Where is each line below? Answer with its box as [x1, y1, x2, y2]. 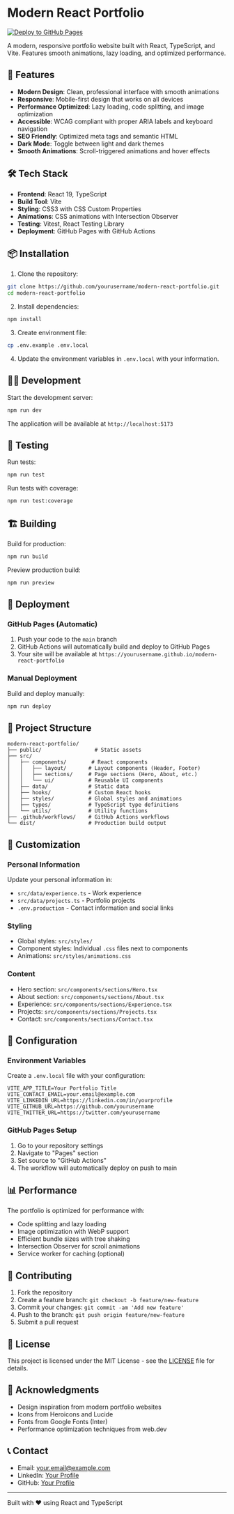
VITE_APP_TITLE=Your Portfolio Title [7, 1085, 117, 1092]
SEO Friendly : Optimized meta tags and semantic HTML [17, 132, 179, 140]
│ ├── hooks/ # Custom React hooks [7, 789, 151, 796]
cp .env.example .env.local [7, 342, 89, 349]
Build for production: [7, 539, 66, 548]
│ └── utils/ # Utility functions [7, 808, 148, 814]
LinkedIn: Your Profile [17, 1471, 79, 1479]
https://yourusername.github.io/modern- [98, 651, 218, 658]
